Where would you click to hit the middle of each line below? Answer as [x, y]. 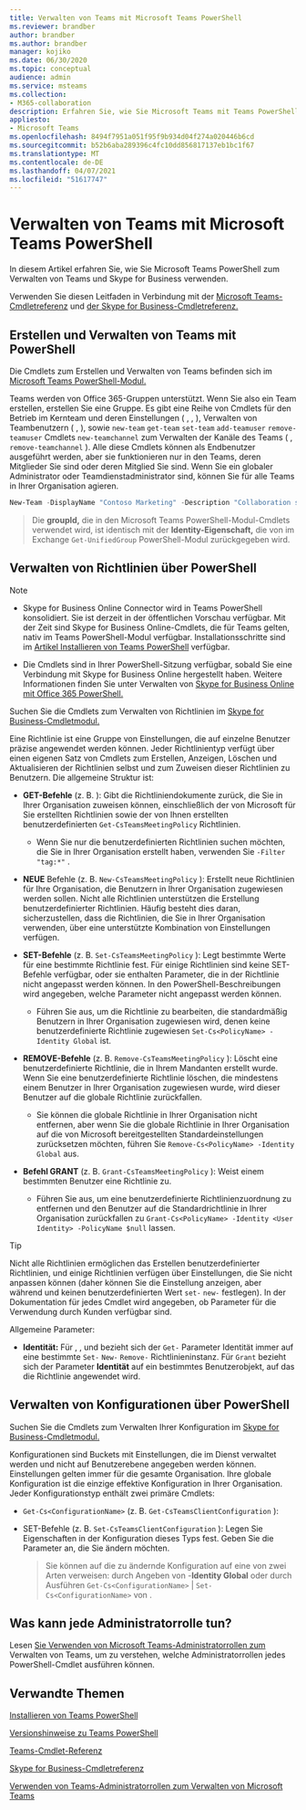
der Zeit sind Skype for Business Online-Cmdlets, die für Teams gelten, [156, 627]
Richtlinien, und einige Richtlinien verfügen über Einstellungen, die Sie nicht [151, 1273]
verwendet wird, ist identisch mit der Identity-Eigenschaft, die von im [163, 530]
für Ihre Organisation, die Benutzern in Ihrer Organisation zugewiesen [153, 889]
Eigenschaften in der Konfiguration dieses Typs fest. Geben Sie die [148, 1538]
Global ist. [92, 1040]
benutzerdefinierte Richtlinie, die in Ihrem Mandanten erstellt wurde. [150, 1068]
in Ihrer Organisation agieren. [64, 486]
